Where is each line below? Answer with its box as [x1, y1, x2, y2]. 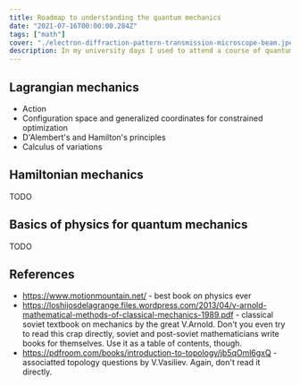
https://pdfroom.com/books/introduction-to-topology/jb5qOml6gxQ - [21, 347, 278, 358]
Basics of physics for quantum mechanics [9, 217, 248, 233]
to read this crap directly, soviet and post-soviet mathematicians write [21, 329, 279, 339]
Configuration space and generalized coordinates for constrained [21, 113, 263, 124]
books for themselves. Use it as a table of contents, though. [21, 338, 243, 349]
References [9, 266, 75, 282]
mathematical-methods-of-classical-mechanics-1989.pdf [21, 310, 234, 321]
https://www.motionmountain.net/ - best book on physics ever [21, 290, 252, 301]
